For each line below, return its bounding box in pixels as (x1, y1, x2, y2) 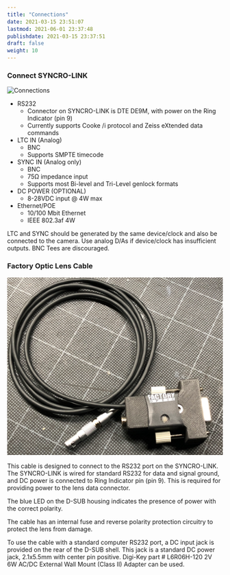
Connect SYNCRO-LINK (7, 71, 88, 80)
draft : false (7, 40, 44, 47)
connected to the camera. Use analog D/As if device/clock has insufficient (7, 237, 217, 245)
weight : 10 (7, 47, 38, 54)
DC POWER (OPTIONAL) (16, 187, 87, 196)
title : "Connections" (7, 11, 69, 18)
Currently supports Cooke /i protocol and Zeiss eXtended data (27, 121, 203, 130)
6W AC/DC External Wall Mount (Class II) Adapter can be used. (7, 560, 185, 568)
